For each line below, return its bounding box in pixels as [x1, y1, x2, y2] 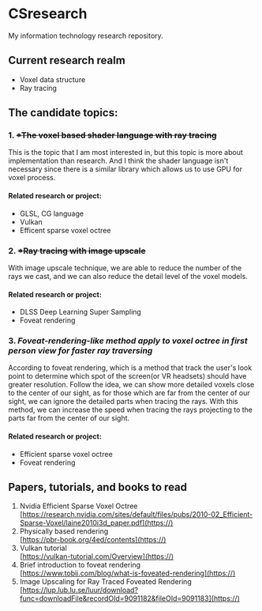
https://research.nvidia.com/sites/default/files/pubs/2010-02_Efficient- [22, 510, 253, 519]
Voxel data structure [19, 74, 86, 84]
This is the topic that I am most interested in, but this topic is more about [8, 148, 243, 157]
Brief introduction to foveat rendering [19, 560, 140, 570]
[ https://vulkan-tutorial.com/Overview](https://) [19, 552, 174, 561]
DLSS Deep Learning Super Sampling [19, 307, 142, 317]
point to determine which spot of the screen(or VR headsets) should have [8, 372, 247, 381]
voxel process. [8, 173, 56, 183]
